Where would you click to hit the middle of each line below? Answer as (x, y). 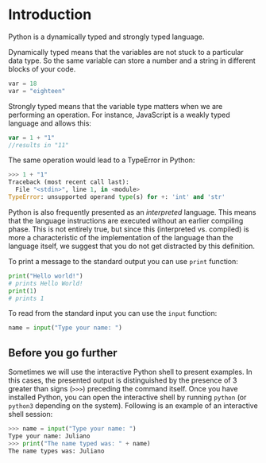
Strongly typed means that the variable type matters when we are (116, 106)
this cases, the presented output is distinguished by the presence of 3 (123, 380)
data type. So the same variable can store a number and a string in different (132, 60)
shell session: (31, 414)
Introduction (50, 15)
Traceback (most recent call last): (69, 182)
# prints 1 (26, 298)
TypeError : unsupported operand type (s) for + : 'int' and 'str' (117, 197)
